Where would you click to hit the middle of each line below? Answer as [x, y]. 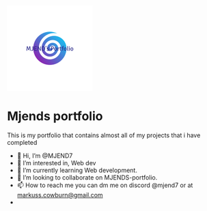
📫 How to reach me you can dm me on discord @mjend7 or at [105, 185]
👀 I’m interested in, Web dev [56, 163]
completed [22, 142]
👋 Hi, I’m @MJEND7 [45, 156]
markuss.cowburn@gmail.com [60, 195]
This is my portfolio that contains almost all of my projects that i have [104, 135]
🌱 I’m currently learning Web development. [77, 170]
